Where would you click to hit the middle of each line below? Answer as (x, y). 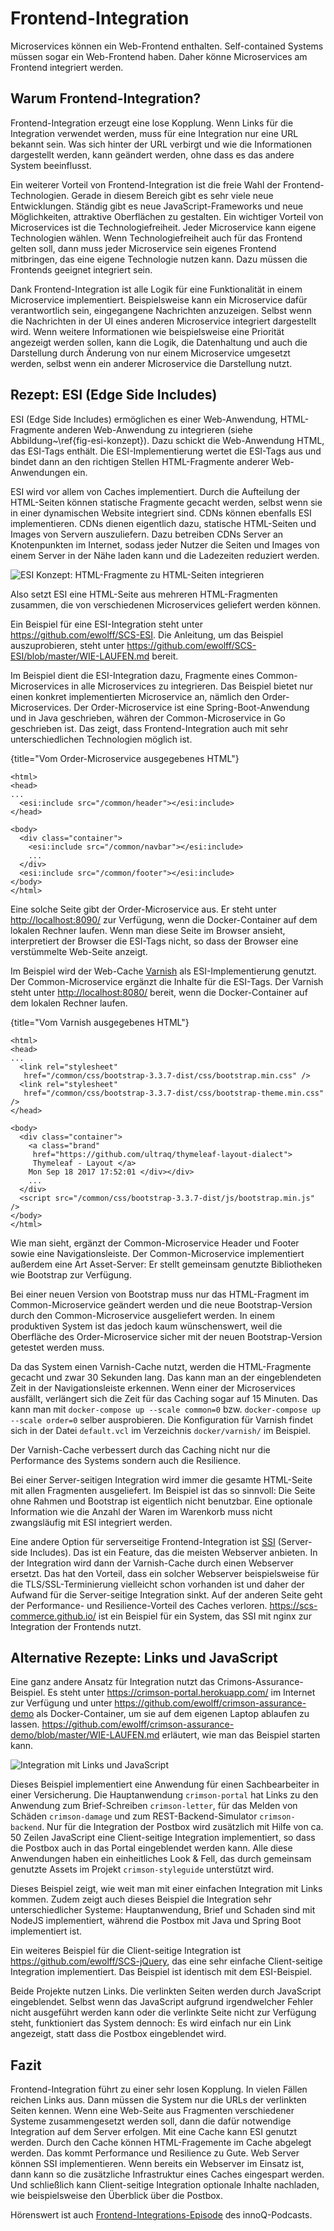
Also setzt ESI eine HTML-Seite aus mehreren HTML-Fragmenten (144, 594)
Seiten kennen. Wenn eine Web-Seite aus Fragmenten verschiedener (152, 2111)
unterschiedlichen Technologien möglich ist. (101, 739)
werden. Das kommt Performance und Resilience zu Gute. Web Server (155, 2153)
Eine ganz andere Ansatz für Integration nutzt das (112, 1682)
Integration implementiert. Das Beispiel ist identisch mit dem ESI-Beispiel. (161, 1972)
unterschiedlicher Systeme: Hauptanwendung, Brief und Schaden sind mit (163, 1910)
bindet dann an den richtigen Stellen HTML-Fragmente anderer (140, 461)
